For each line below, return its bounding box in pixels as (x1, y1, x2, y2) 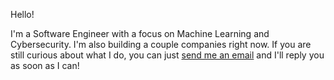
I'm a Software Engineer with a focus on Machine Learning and (10, 28, 270, 39)
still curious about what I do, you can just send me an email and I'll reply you (10, 49, 325, 61)
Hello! (10, 9, 35, 20)
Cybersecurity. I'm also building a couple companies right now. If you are (10, 39, 312, 50)
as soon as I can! (10, 60, 80, 71)
